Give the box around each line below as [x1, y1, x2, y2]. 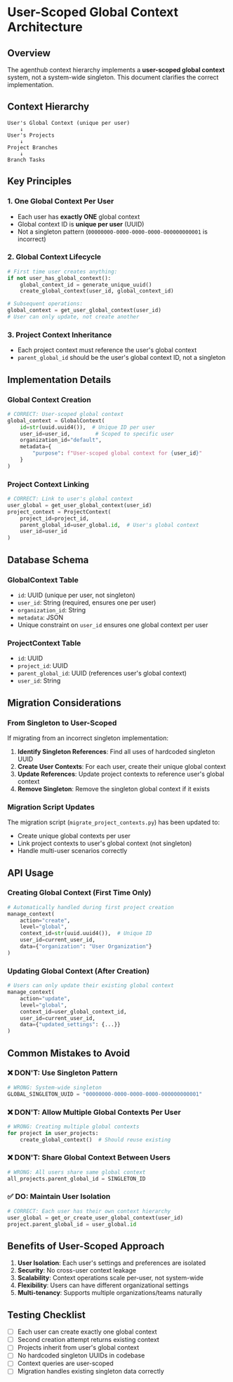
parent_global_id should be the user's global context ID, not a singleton [17, 354, 226, 362]
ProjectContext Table [7, 638, 81, 648]
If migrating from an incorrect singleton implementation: [7, 734, 169, 742]
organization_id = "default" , [20, 436, 102, 444]
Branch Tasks [7, 156, 46, 163]
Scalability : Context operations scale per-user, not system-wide [17, 1274, 204, 1282]
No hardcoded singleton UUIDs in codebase [17, 1351, 145, 1360]
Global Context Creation [7, 394, 91, 404]
